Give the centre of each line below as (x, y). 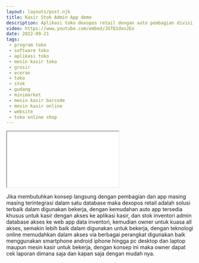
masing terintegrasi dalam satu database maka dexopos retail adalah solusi (98, 203)
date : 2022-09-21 (28, 34)
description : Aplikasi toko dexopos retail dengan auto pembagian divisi (100, 23)
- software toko (29, 51)
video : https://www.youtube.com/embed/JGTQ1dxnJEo (70, 28)
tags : (13, 39)
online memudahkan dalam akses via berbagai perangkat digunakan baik (96, 235)
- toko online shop (33, 117)
